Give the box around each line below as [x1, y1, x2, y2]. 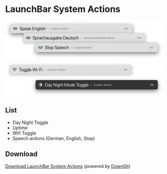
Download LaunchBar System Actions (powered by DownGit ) [5, 163, 131, 169]
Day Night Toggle [12, 119, 48, 125]
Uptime [12, 124, 28, 130]
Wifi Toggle [12, 130, 36, 136]
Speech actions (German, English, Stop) [12, 135, 95, 141]
